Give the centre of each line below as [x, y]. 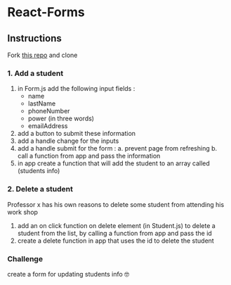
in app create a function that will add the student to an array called [114, 163]
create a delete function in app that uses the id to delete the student [115, 241]
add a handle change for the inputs [68, 141]
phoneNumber [49, 111]
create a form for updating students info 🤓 [68, 274]
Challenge [25, 259]
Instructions [34, 38]
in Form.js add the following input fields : [76, 89]
